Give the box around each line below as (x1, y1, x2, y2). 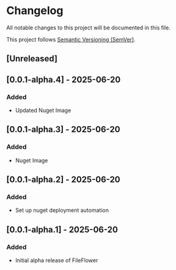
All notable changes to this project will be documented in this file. (6, 24, 171, 31)
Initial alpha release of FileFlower (15, 257, 98, 264)
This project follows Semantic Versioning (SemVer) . (6, 36, 136, 43)
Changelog (6, 4, 64, 18)
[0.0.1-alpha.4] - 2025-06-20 (6, 74, 121, 84)
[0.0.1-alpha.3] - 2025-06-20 (6, 124, 120, 135)
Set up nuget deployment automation (15, 206, 109, 214)
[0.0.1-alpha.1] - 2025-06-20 (6, 224, 118, 234)
